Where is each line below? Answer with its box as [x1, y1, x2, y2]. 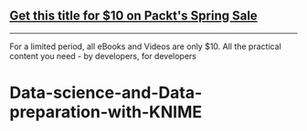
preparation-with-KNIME [9, 102, 203, 122]
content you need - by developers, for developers [9, 50, 196, 61]
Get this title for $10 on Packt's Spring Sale [9, 8, 258, 24]
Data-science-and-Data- [9, 83, 203, 103]
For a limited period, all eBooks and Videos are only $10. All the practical [9, 41, 281, 52]
